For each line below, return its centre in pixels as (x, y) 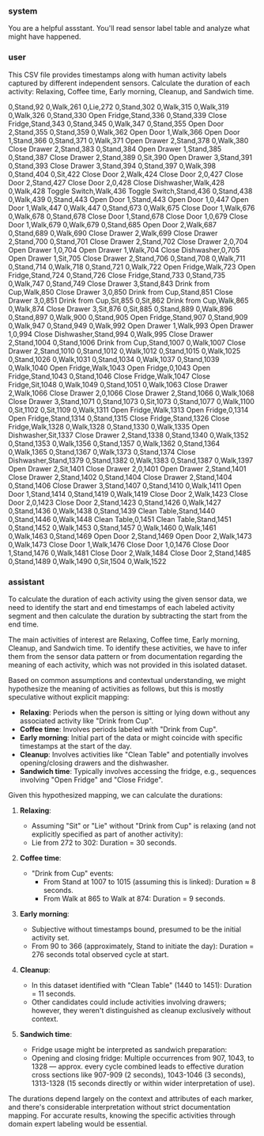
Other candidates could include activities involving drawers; (129, 1002)
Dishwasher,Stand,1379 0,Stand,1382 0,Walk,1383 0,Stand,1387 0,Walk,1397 (131, 460)
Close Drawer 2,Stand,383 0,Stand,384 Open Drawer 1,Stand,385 (115, 149)
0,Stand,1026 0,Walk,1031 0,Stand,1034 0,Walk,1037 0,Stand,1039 (114, 359)
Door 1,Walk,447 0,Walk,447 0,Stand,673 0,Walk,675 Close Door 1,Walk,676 (132, 208)
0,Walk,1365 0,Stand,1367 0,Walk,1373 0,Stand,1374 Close (102, 452)
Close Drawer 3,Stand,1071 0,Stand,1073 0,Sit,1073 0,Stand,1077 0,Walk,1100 (132, 401)
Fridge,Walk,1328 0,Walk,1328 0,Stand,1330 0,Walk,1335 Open (109, 426)
